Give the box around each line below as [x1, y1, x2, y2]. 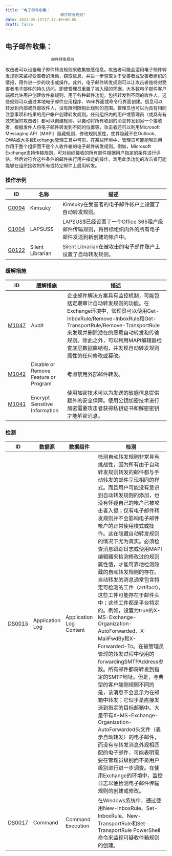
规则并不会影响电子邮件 [103, 515, 160, 522]
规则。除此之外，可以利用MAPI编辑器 [67, 336, 157, 344]
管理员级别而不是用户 [108, 756, 160, 763]
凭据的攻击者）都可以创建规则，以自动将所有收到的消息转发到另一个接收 [9, 118, 162, 124]
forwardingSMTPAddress [98, 658, 159, 665]
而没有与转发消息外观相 [98, 741, 155, 748]
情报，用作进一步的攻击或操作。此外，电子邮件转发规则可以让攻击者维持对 [5, 79, 162, 85]
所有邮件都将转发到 [108, 666, 155, 673]
